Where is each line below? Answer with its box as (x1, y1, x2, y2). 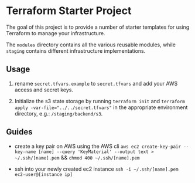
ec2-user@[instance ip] (14, 171, 73, 177)
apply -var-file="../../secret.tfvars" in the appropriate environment (14, 104, 188, 111)
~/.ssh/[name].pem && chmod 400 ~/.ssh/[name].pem (14, 154, 140, 161)
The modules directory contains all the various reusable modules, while (6, 41, 176, 48)
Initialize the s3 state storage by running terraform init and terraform (14, 97, 186, 104)
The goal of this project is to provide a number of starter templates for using (6, 23, 190, 30)
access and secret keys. (14, 86, 73, 93)
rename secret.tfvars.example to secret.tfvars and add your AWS (14, 80, 178, 87)
